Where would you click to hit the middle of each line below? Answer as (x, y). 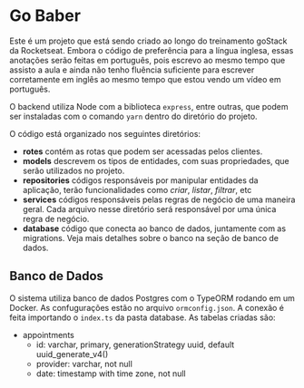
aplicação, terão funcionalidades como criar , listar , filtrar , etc (137, 189)
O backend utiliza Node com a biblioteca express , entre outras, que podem (149, 106)
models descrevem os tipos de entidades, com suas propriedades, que (156, 160)
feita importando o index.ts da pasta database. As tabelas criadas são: (142, 317)
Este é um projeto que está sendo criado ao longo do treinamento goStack (148, 41)
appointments (48, 335)
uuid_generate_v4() (72, 354)
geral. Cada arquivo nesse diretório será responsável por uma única (149, 209)
